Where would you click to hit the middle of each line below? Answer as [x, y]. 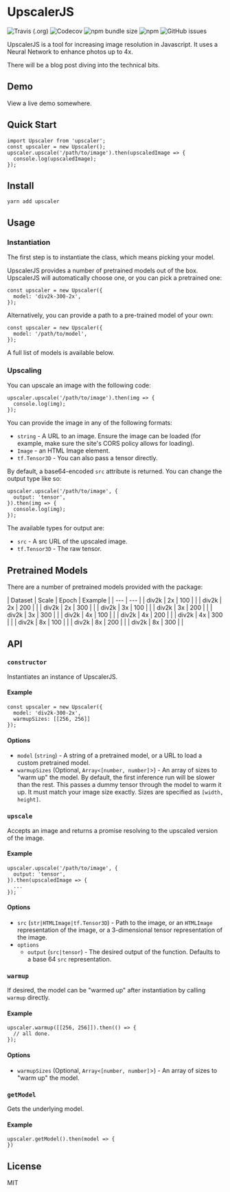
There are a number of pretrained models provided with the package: [105, 587]
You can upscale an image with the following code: [79, 385]
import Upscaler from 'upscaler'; [57, 141]
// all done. [32, 1034]
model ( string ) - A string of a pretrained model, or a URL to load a [110, 756]
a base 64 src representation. [69, 959]
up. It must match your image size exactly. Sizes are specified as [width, [120, 792]
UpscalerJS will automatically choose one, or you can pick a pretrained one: [115, 278]
